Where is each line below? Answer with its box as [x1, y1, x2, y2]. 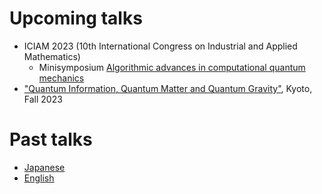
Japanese [23, 161, 66, 173]
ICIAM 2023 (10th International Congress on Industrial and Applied [23, 40, 298, 52]
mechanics [38, 72, 85, 84]
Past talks [9, 128, 93, 151]
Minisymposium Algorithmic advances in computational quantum [38, 61, 306, 73]
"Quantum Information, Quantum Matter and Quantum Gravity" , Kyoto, [23, 82, 313, 94]
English [23, 172, 55, 184]
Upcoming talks [9, 7, 143, 30]
